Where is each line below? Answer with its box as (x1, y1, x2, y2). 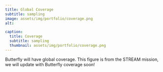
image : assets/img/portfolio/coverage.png (5, 16, 93, 21)
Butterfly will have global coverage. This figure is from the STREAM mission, (5, 56, 159, 62)
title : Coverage (9, 34, 43, 39)
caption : (5, 30, 23, 35)
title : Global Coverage (5, 7, 54, 12)
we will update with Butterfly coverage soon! (5, 61, 95, 67)
